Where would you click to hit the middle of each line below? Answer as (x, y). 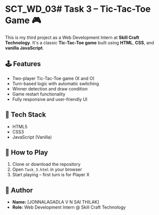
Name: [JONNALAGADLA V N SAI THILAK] (56, 202)
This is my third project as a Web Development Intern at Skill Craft (72, 37)
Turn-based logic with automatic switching (56, 83)
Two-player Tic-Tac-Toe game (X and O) (53, 78)
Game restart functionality (39, 94)
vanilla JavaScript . (25, 48)
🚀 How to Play (27, 152)
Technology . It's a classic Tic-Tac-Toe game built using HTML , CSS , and (79, 42)
